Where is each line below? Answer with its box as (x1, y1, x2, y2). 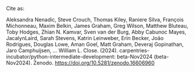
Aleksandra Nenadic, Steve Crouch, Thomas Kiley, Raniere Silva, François (6, 16, 184, 23)
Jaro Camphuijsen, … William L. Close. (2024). (6, 47, 118, 54)
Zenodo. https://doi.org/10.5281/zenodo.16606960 (33, 59, 155, 66)
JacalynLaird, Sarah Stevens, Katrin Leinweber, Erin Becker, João (6, 35, 164, 41)
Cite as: (6, 5, 25, 12)
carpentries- (119, 47, 149, 54)
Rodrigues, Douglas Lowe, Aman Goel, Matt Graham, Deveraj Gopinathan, (6, 41, 184, 48)
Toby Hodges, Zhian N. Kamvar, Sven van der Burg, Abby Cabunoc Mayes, (6, 28, 186, 35)
